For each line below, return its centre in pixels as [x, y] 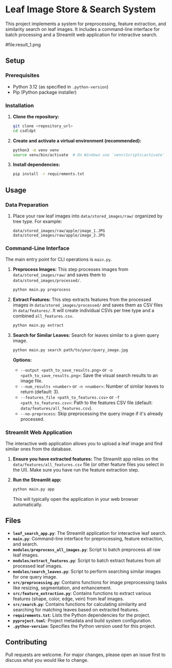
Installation [20, 105]
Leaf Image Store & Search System [81, 10]
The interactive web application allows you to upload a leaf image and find [84, 444]
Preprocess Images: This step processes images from [70, 269]
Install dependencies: [36, 165]
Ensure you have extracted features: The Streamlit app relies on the [85, 459]
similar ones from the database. [39, 449]
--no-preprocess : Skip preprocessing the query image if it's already [92, 413]
